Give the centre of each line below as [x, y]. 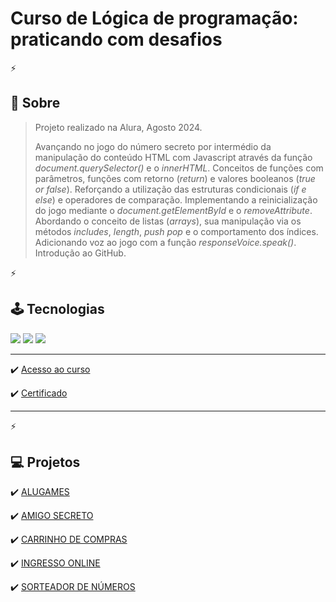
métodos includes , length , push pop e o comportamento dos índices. [176, 231]
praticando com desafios [116, 39]
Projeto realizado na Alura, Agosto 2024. [118, 127]
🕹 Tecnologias [57, 309]
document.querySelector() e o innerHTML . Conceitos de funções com [179, 168]
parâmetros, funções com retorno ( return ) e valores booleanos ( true [175, 178]
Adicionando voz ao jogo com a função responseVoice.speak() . [165, 242]
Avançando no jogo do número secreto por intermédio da [153, 146]
